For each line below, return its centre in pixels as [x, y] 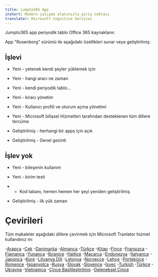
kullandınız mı [19, 239]
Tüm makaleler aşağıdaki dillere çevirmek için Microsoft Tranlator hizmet [78, 234]
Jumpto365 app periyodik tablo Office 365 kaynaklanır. [60, 33]
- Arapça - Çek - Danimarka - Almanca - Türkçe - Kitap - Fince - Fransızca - [76, 249]
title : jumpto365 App [27, 10]
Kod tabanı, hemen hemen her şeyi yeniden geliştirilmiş [75, 191]
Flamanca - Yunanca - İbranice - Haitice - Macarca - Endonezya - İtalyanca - [79, 254]
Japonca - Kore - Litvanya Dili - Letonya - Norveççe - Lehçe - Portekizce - [76, 259]
